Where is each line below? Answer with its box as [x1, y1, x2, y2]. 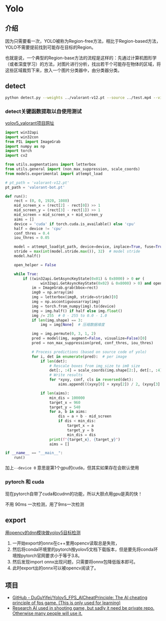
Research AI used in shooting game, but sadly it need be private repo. [12, 605, 155, 611]
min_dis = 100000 [49, 395, 85, 400]
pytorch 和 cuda [5, 478, 44, 485]
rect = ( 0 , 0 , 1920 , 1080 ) [14, 198, 70, 204]
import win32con [5, 135, 39, 140]
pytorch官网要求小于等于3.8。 [21, 552, 83, 559]
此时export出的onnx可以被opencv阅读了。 [12, 565, 99, 571]
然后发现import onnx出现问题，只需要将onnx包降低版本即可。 [12, 559, 138, 565]
